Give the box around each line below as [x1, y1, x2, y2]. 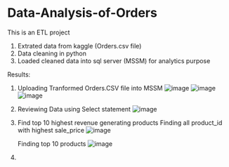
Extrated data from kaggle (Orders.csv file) [17, 41, 142, 50]
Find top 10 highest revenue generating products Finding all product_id [17, 118, 223, 127]
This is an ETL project [7, 28, 70, 36]
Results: [7, 70, 31, 79]
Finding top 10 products [17, 139, 86, 148]
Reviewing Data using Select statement [17, 105, 131, 113]
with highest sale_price [17, 126, 85, 134]
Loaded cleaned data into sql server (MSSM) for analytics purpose [17, 56, 211, 65]
